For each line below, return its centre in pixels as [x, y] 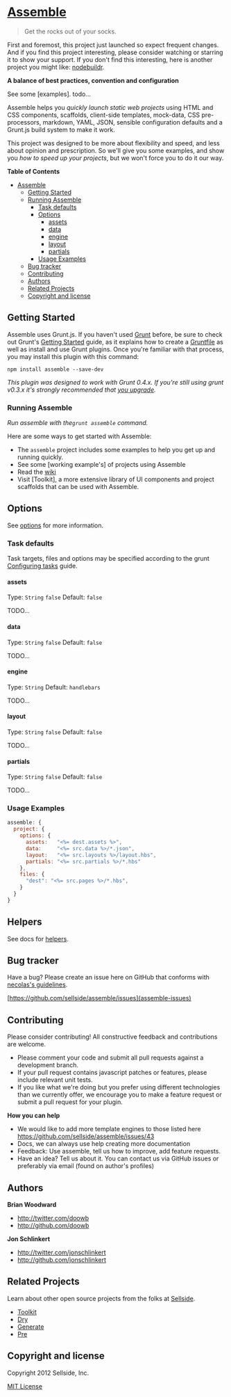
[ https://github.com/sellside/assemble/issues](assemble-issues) [100, 998]
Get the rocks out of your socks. [70, 31]
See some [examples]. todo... [49, 94]
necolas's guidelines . [37, 984]
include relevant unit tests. [55, 1080]
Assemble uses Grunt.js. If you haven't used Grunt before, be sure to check [115, 334]
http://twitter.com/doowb [53, 1218]
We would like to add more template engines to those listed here [109, 1129]
